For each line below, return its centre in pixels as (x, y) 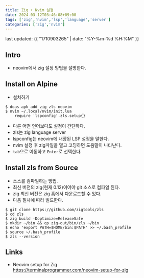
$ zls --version (22, 236)
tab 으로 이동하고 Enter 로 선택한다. (47, 151)
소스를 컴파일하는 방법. (35, 181)
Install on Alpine (31, 84)
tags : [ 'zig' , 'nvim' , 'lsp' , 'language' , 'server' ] (58, 19)
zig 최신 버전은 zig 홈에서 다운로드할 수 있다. (57, 193)
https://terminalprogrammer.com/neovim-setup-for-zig (70, 270)
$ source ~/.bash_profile (33, 232)
